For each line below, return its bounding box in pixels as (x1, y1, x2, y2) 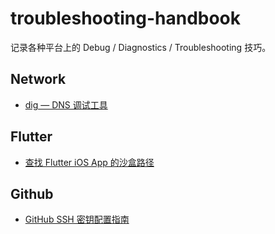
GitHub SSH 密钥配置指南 (24, 213, 130, 226)
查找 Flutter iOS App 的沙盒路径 (24, 156, 155, 168)
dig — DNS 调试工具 (24, 98, 108, 111)
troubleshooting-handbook (10, 7, 242, 30)
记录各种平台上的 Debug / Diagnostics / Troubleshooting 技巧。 (10, 41, 272, 53)
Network (10, 71, 67, 88)
